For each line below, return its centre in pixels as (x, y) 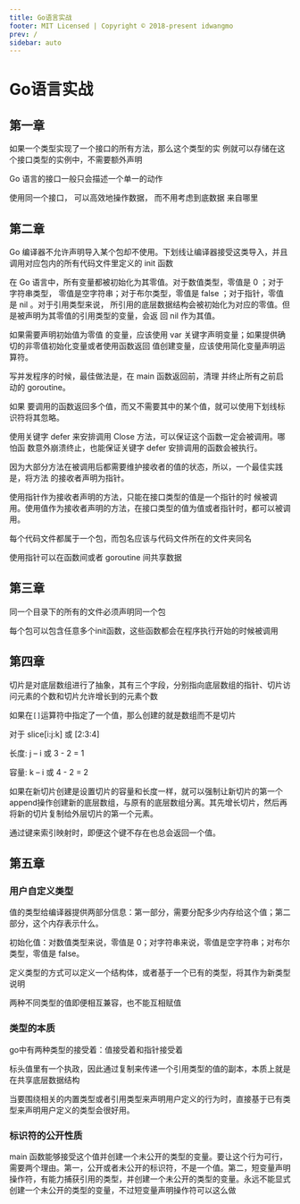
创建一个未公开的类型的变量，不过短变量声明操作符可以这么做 (123, 1190)
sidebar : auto (36, 43)
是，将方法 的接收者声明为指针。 (69, 478)
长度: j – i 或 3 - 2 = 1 (47, 753)
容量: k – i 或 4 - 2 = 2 (49, 772)
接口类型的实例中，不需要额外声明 (79, 160)
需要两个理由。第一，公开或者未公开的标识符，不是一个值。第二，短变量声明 (150, 1167)
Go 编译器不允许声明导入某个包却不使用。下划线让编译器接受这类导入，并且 (149, 252)
